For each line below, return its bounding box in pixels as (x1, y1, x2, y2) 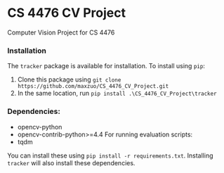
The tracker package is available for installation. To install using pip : (7, 62, 206, 70)
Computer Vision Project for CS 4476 (7, 28, 115, 37)
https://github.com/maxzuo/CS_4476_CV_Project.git (17, 83, 169, 90)
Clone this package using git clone (17, 75, 121, 84)
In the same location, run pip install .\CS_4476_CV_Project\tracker (17, 89, 217, 98)
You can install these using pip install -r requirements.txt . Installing (7, 151, 213, 160)
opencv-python (17, 122, 62, 131)
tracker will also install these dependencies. (7, 158, 136, 167)
